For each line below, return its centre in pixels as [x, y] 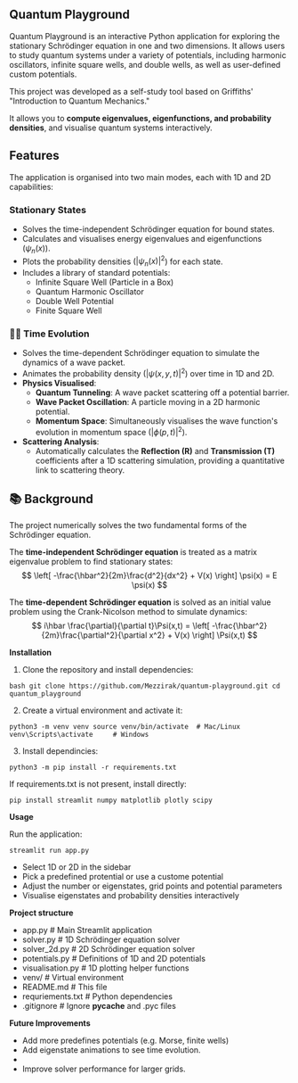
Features [34, 156]
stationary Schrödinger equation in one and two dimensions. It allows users [147, 45]
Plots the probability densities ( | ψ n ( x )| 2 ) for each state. [123, 261]
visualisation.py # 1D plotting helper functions [105, 968]
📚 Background [51, 499]
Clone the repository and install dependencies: [108, 669]
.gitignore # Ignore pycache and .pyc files [99, 1005]
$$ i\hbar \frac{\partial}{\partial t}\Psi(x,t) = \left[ [121, 625]
